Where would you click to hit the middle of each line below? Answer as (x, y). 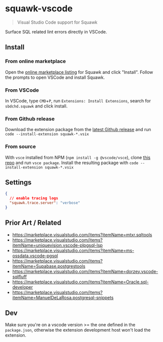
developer (22, 287)
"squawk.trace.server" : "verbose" (45, 203)
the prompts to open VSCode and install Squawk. (55, 77)
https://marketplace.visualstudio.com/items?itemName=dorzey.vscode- (85, 271)
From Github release (30, 119)
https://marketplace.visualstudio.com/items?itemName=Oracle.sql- (80, 282)
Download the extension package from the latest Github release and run (78, 130)
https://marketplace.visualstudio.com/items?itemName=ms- (73, 250)
